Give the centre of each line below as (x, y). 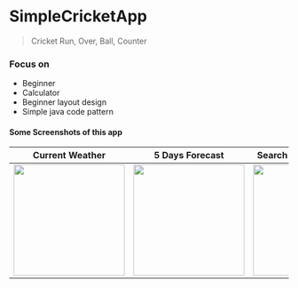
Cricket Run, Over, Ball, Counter (89, 41)
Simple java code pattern (67, 112)
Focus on (30, 64)
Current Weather (69, 156)
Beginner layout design (64, 102)
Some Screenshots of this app (66, 132)
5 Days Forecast (189, 156)
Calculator (41, 93)
